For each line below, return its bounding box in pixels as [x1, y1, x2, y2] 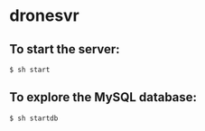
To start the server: [9, 42, 120, 57]
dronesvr [9, 5, 79, 26]
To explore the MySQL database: [9, 89, 197, 105]
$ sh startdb [9, 114, 59, 123]
